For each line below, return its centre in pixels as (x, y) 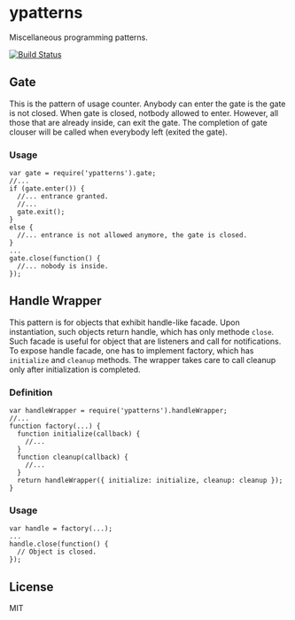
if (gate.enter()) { (47, 189)
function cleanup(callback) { (73, 457)
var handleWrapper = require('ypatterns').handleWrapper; (118, 411)
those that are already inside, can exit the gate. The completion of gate (138, 122)
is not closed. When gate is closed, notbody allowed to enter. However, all (144, 112)
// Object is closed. (57, 552)
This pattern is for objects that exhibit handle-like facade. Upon (125, 322)
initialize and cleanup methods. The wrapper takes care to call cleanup (143, 360)
